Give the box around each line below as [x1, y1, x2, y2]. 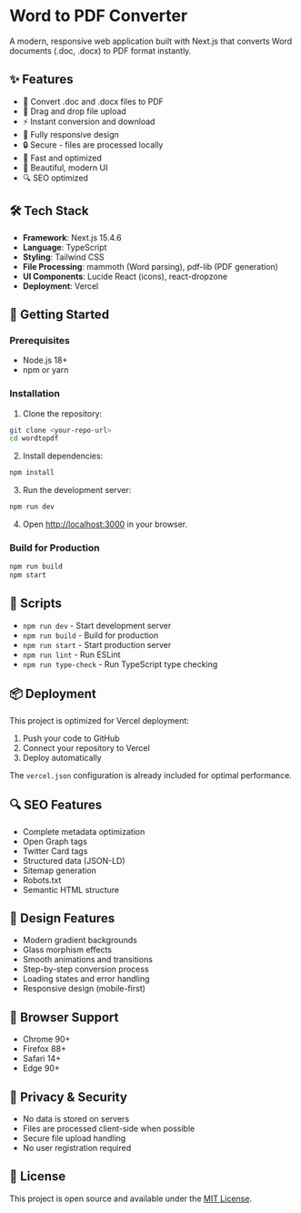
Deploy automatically [22, 752, 102, 763]
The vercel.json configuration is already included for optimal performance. [9, 769, 293, 780]
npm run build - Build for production [22, 630, 159, 641]
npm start [9, 571, 47, 580]
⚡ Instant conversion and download [22, 116, 156, 127]
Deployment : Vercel [22, 280, 99, 292]
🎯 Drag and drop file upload [22, 106, 127, 117]
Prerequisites [9, 334, 70, 346]
